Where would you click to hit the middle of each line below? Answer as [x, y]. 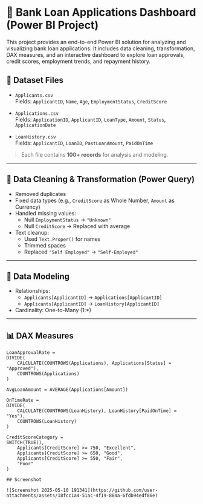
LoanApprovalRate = [31, 353]
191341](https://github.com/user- [114, 490]
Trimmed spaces [45, 245]
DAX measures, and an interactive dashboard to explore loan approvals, [96, 54]
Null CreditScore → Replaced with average [77, 226]
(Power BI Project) [52, 25]
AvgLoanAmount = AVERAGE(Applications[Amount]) [67, 390]
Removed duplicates [40, 194]
